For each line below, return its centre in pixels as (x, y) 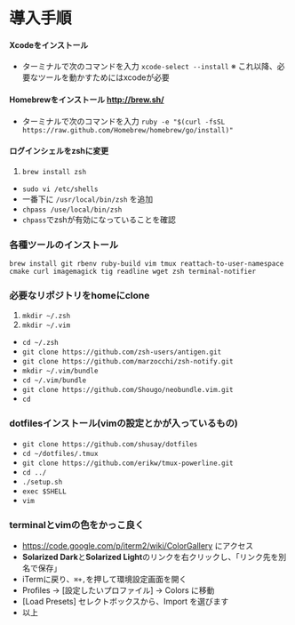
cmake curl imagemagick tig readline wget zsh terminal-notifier (132, 272)
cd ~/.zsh (40, 343)
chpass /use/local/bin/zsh (72, 210)
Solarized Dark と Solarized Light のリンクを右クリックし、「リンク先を (150, 557)
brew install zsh (54, 172)
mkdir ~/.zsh (46, 317)
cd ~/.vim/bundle (54, 381)
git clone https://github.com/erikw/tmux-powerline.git (128, 463)
